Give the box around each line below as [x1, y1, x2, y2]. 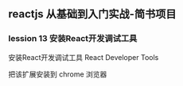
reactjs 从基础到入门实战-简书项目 [8, 7, 177, 21]
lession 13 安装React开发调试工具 [8, 33, 138, 44]
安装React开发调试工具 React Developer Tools [8, 52, 159, 62]
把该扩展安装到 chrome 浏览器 [8, 69, 107, 79]
